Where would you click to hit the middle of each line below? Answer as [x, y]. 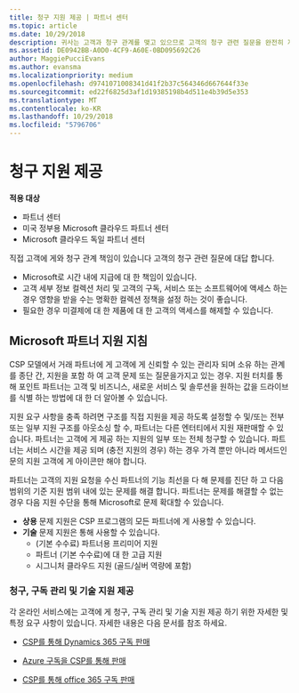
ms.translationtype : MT [53, 100]
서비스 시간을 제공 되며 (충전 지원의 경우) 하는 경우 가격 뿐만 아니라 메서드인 [156, 449]
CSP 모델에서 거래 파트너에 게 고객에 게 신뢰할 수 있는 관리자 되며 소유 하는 [139, 364]
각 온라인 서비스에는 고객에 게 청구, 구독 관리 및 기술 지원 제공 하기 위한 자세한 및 [149, 612]
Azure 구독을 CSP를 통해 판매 [74, 661]
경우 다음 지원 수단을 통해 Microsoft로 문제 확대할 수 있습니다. [117, 502]
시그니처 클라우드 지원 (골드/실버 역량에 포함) [113, 565]
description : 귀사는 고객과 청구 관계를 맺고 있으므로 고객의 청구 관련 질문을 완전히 [146, 42]
